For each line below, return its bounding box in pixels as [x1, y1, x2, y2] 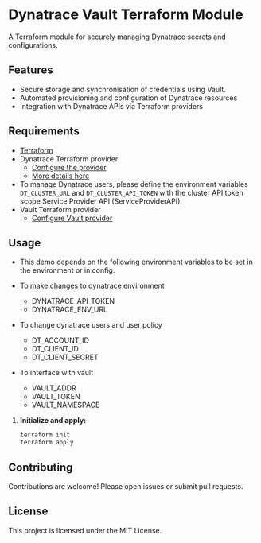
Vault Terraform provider [19, 204, 101, 214]
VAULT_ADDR [31, 383, 77, 393]
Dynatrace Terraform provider [19, 153, 119, 164]
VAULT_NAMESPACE [31, 400, 100, 410]
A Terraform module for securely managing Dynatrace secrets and [8, 32, 227, 41]
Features [8, 64, 53, 77]
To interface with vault [19, 368, 94, 378]
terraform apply [19, 439, 74, 447]
